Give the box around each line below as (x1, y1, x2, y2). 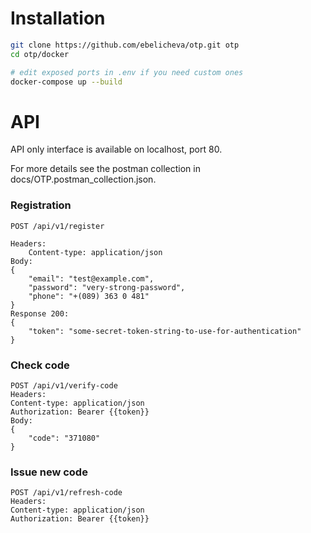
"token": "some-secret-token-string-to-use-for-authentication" (28, 326, 302, 336)
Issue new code (10, 465, 88, 479)
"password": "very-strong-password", (28, 282, 186, 292)
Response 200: (10, 308, 70, 319)
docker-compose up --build (10, 77, 123, 87)
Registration (10, 198, 72, 212)
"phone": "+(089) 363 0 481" (28, 291, 150, 301)
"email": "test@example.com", (28, 273, 155, 284)
